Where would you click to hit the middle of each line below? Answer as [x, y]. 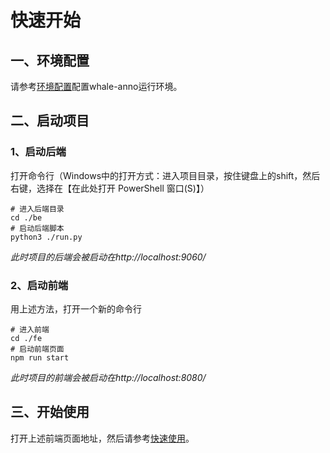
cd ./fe [26, 338]
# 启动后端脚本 [37, 228]
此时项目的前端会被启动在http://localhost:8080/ [108, 377]
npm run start [40, 357]
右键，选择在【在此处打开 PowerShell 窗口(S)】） [110, 188]
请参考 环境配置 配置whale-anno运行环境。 [96, 86]
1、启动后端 [38, 152]
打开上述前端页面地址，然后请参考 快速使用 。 [102, 438]
